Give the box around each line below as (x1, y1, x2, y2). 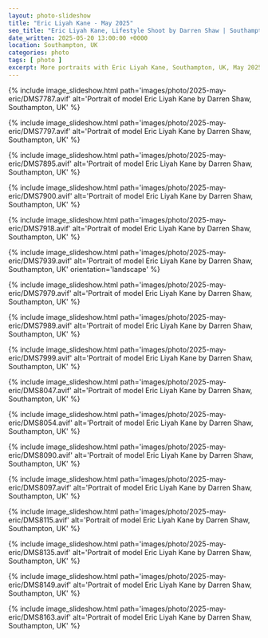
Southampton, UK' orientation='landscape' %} (8, 264, 161, 274)
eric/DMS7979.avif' (8, 288, 72, 297)
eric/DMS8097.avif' (8, 482, 72, 492)
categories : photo (8, 49, 69, 57)
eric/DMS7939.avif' (8, 256, 73, 266)
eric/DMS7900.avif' (8, 191, 73, 200)
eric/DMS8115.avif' (8, 515, 70, 525)
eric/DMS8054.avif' (8, 418, 73, 427)
